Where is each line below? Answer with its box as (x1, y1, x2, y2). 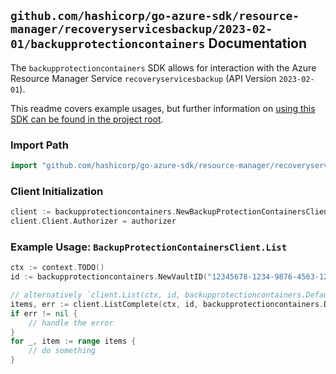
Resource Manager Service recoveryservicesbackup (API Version (10, 72, 277, 84)
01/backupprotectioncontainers (10, 37, 206, 52)
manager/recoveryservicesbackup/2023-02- (10, 22, 273, 37)
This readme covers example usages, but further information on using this (10, 102, 316, 114)
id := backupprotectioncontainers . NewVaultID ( (10, 272, 208, 282)
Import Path (10, 138, 69, 152)
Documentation (208, 35, 308, 52)
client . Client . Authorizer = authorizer (10, 216, 177, 227)
